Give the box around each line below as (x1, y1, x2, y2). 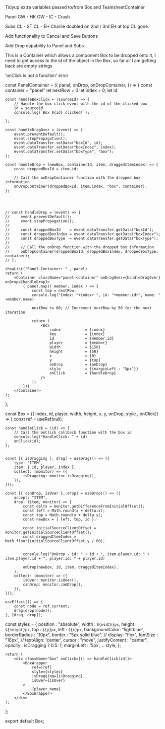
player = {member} (49, 340, 108, 345)
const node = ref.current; (14, 604, 70, 609)
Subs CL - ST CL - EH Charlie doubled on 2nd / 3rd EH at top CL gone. (5, 23, 150, 29)
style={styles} (31, 669, 63, 674)
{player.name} (31, 687, 61, 692)
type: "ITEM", (14, 460, 43, 465)
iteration (5, 310, 26, 315)
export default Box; (5, 718, 45, 724)
